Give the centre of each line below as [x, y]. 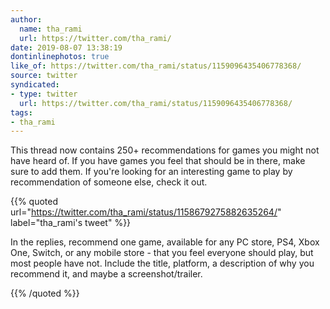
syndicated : [35, 85]
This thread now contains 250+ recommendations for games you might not [165, 150]
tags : [21, 112]
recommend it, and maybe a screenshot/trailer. [106, 274]
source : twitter [44, 76]
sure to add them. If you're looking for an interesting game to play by [151, 172]
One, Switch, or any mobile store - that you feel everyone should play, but [162, 253]
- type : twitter [44, 94]
